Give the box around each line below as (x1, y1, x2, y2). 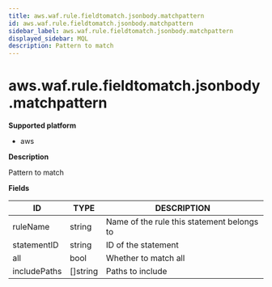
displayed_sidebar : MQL (8, 34, 89, 43)
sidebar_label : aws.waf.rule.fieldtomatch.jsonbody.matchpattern (8, 27, 233, 35)
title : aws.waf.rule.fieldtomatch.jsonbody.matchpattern (8, 11, 205, 20)
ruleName (12, 222, 50, 233)
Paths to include (105, 266, 168, 277)
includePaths (12, 266, 62, 277)
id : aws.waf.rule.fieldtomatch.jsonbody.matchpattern (8, 19, 194, 27)
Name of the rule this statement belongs (105, 216, 259, 227)
